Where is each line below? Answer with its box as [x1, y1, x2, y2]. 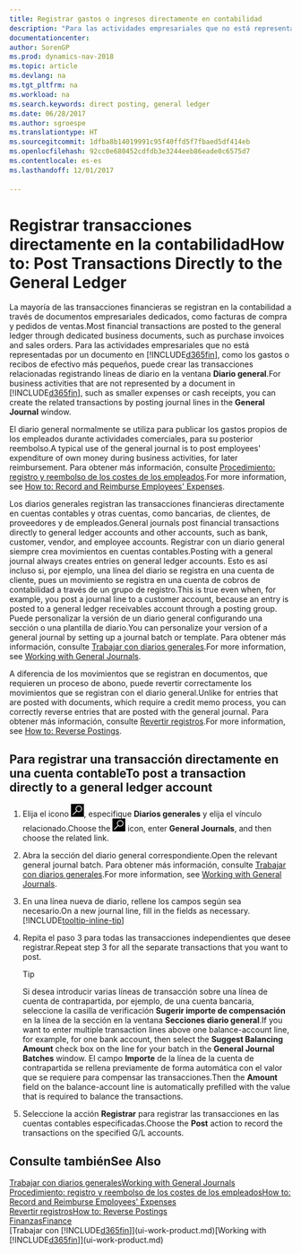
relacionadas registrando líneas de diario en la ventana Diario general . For [9, 369, 281, 379]
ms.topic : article [9, 62, 78, 71]
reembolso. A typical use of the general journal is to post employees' [9, 443, 262, 454]
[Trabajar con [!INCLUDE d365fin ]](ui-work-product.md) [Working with [9, 1225, 267, 1236]
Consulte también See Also [9, 1154, 161, 1169]
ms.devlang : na [9, 72, 66, 81]
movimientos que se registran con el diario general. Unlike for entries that [9, 687, 279, 699]
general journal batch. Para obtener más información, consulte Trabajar [21, 859, 287, 870]
